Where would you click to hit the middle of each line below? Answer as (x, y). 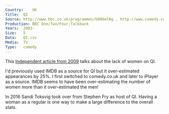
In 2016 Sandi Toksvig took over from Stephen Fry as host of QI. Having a (81, 96)
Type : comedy (21, 47)
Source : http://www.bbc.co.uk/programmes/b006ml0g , (62, 19)
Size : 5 (16, 33)
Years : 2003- (20, 28)
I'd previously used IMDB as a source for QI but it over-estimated (72, 71)
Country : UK (21, 10)
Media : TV (17, 42)
